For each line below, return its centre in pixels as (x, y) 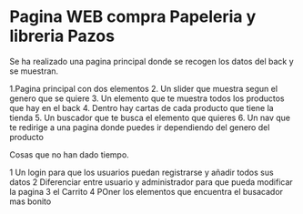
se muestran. (34, 71)
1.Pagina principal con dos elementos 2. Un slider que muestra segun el (144, 88)
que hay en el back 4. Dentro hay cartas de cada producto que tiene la (142, 107)
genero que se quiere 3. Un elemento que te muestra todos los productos (147, 98)
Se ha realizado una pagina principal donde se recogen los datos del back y (151, 61)
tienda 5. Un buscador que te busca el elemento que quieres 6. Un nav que (150, 117)
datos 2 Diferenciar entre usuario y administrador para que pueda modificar (151, 182)
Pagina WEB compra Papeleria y (133, 17)
